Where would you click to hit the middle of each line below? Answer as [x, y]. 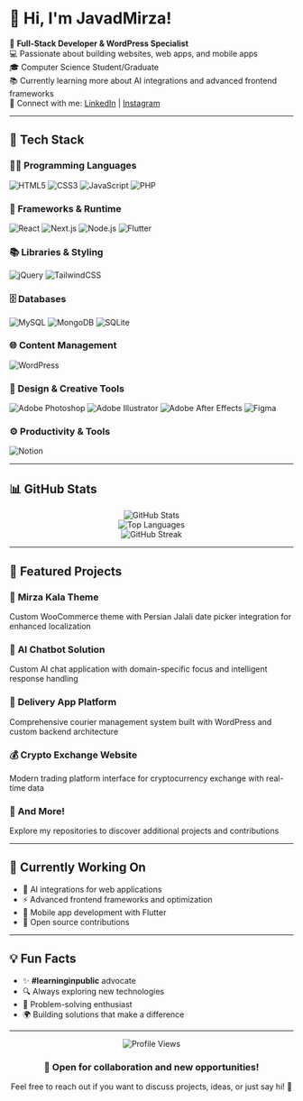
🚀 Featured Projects [66, 571]
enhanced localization [50, 626]
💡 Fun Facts [43, 959]
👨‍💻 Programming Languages [73, 166]
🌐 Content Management [63, 345]
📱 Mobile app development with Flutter [94, 912]
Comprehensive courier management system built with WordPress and [141, 721]
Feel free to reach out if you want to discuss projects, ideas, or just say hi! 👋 [151, 1087]
